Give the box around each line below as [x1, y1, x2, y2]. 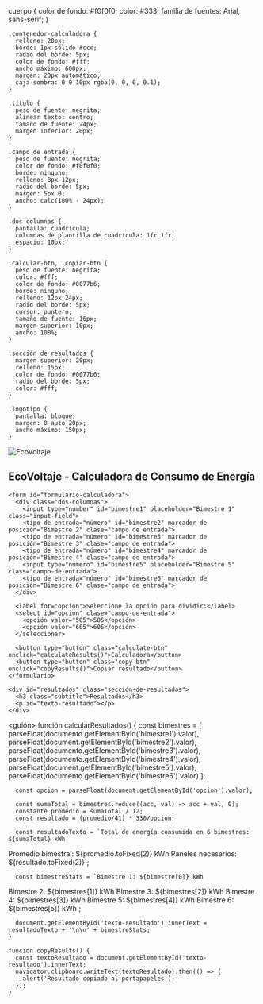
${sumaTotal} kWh [8, 835, 66, 843]
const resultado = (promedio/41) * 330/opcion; [15, 814, 176, 822]
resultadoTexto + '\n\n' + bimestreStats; [8, 925, 151, 934]
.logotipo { [8, 405, 48, 413]
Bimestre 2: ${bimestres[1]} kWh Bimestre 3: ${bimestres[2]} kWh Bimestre [8, 886, 255, 896]
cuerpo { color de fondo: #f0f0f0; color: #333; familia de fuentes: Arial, [8, 6, 240, 15]
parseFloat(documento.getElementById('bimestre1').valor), [8, 728, 200, 738]
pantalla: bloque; [15, 412, 77, 420]
